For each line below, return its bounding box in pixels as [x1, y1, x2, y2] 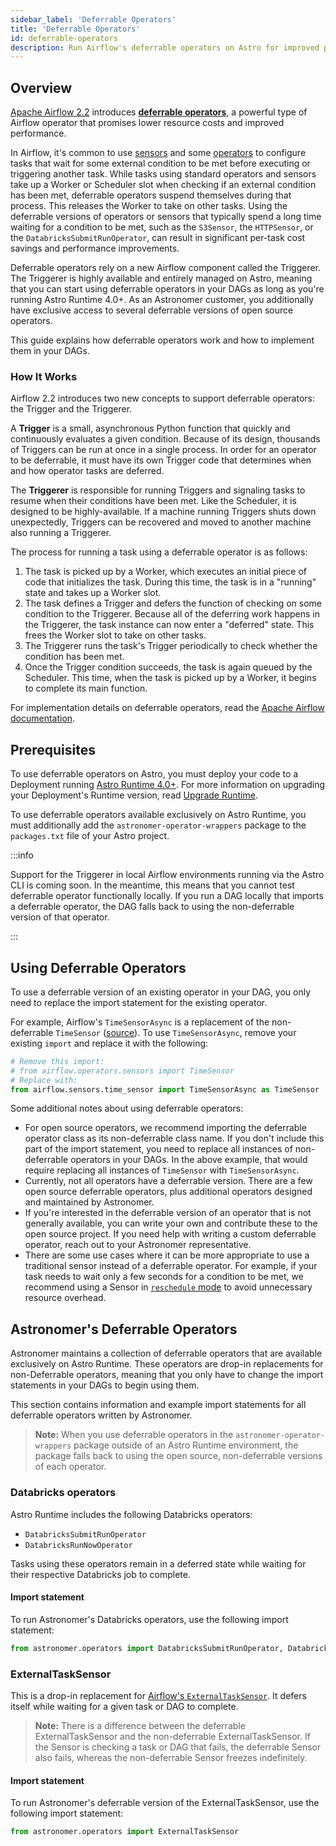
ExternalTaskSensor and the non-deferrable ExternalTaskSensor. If [34, 1730, 311, 1742]
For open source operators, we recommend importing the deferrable [24, 1122, 307, 1134]
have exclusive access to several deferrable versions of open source [10, 304, 294, 316]
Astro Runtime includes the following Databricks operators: [10, 1508, 253, 1520]
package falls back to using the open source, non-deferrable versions [34, 1450, 323, 1462]
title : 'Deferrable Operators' [10, 24, 141, 34]
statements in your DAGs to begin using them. [10, 1379, 200, 1391]
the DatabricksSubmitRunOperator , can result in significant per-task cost [10, 232, 306, 244]
